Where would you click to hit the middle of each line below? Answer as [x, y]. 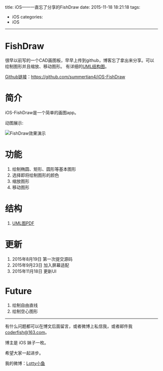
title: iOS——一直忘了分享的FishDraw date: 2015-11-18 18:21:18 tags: [73, 7]
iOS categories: [27, 17]
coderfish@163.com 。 [27, 332]
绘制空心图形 [25, 311]
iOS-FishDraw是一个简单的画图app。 [42, 112]
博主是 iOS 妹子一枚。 [27, 342]
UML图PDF [23, 223]
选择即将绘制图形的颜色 [35, 175]
